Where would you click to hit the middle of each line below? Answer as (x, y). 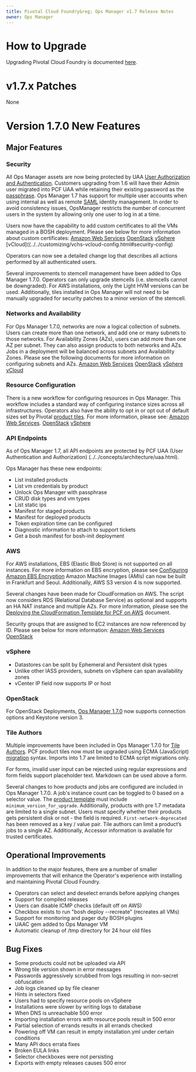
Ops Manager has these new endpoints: (54, 469)
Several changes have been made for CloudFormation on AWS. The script (95, 594)
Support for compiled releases (51, 899)
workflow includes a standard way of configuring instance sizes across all (95, 404)
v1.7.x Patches (42, 86)
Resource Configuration (41, 385)
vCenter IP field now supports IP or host (63, 683)
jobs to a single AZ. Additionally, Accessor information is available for (89, 830)
